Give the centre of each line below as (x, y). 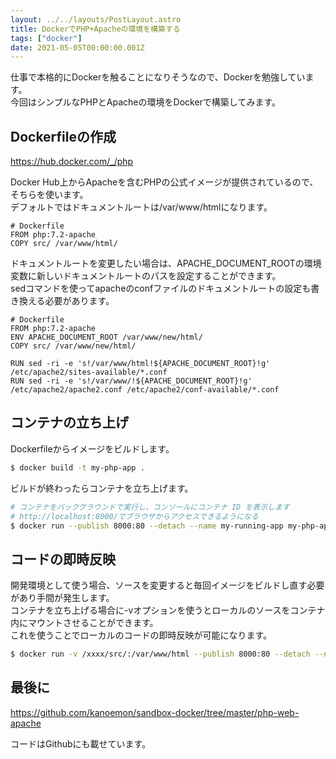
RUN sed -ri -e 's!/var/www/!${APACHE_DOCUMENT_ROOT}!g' (131, 381)
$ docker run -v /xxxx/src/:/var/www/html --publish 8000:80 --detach (160, 654)
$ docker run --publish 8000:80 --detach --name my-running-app (147, 526)
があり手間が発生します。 (62, 598)
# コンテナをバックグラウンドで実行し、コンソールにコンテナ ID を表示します (150, 507)
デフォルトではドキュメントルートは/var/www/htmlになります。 (141, 207)
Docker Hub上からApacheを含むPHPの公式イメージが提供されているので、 (164, 182)
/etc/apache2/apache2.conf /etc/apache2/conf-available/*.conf (145, 390)
